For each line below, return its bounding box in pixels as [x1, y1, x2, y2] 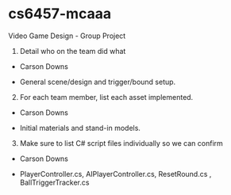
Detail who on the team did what [19, 46, 126, 55]
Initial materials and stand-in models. [19, 123, 141, 132]
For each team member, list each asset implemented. [19, 92, 194, 101]
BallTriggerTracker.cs [19, 178, 90, 187]
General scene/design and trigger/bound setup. [19, 77, 176, 86]
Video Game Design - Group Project [8, 31, 126, 40]
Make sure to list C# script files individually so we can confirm [19, 138, 224, 147]
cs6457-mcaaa [8, 5, 112, 23]
